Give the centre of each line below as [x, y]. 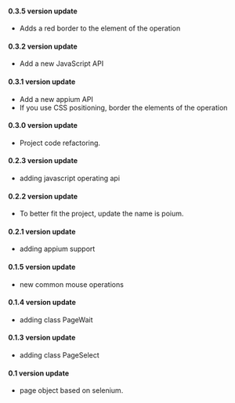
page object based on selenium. [71, 390]
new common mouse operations [71, 284]
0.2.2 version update [43, 196]
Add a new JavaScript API [61, 64]
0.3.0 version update [43, 125]
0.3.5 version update [43, 11]
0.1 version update [39, 373]
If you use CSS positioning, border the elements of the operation [123, 107]
